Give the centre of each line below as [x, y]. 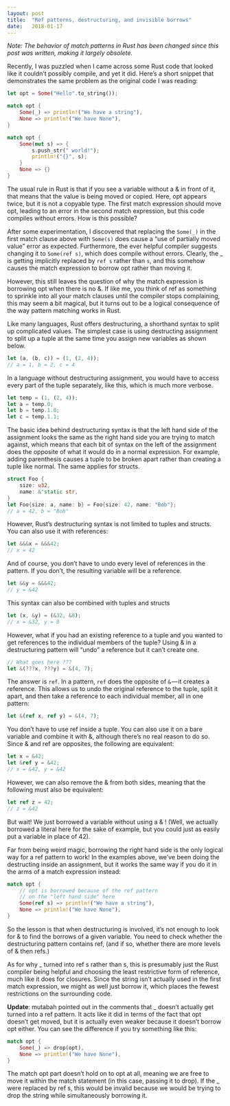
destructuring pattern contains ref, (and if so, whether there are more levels [114, 944]
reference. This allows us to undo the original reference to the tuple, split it [113, 689]
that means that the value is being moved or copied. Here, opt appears [107, 196]
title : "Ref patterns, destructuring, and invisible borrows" [100, 20]
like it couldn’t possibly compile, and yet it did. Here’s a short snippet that [111, 74]
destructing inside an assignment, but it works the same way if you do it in [112, 864]
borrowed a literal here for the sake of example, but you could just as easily [114, 829]
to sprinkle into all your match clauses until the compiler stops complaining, [114, 295]
